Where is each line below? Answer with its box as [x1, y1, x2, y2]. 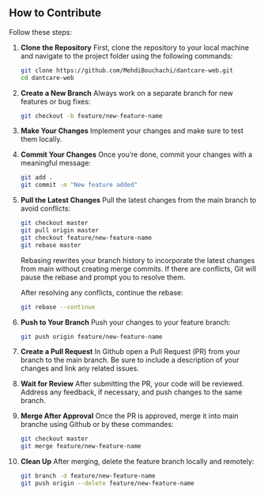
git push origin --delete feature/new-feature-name [20, 479, 194, 488]
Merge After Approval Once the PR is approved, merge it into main [20, 411, 239, 421]
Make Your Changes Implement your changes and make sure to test [20, 126, 244, 135]
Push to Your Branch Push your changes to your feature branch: [20, 317, 232, 327]
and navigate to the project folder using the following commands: [20, 51, 233, 60]
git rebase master [20, 241, 81, 249]
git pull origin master [20, 227, 100, 234]
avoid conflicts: [20, 204, 70, 213]
